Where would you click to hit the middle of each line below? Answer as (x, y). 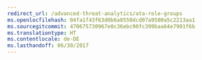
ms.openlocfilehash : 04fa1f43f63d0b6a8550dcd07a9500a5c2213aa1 (101, 20)
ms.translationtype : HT (42, 33)
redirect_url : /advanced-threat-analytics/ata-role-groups (95, 13)
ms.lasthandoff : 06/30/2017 (48, 46)
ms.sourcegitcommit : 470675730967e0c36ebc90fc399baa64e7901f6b (101, 26)
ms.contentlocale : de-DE (43, 39)
